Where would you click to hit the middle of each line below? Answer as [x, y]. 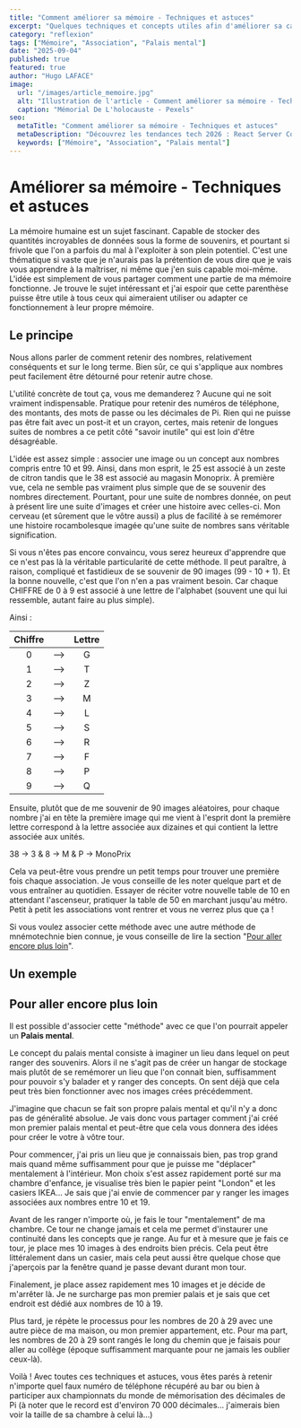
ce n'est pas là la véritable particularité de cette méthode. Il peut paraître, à [148, 562]
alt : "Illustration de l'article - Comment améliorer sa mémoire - [146, 101]
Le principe [41, 336]
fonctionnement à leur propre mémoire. [82, 307]
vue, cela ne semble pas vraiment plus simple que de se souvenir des [138, 487]
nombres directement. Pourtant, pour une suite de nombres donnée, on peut [150, 496]
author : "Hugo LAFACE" [52, 76]
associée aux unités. [47, 836]
